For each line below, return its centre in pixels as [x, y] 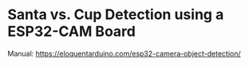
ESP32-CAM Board [72, 31]
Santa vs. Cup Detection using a [116, 15]
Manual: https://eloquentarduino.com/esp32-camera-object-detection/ [124, 53]
